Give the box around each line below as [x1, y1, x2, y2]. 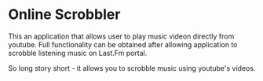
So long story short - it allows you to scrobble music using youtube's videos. [8, 63, 256, 72]
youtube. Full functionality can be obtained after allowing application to [8, 39, 238, 49]
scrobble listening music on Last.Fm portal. [8, 48, 148, 57]
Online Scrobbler [8, 6, 121, 24]
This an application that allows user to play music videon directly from [8, 31, 235, 41]
